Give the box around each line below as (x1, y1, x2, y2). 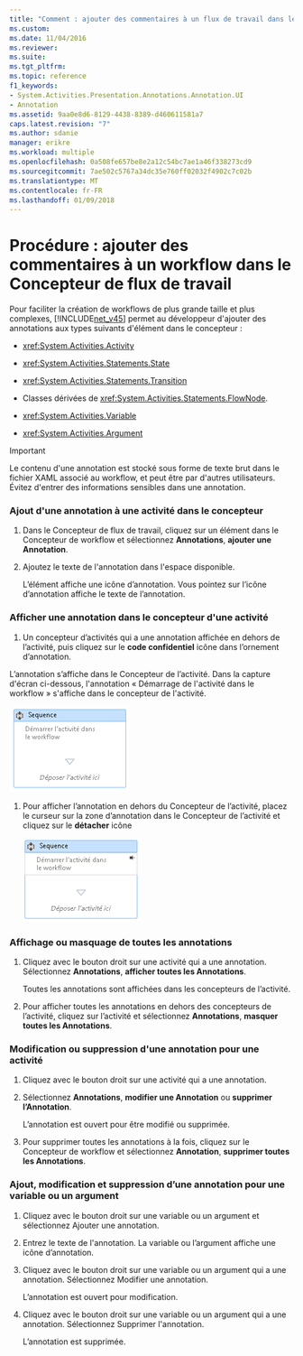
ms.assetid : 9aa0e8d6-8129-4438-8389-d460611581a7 (9, 109, 204, 119)
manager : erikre (9, 138, 70, 148)
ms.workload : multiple (9, 148, 95, 157)
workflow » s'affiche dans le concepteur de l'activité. (9, 687, 207, 699)
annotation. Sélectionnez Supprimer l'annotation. (22, 1318, 205, 1329)
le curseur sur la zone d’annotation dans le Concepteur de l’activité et (22, 810, 281, 821)
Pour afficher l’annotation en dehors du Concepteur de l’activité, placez (22, 800, 288, 812)
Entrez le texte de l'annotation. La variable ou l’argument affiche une (22, 1237, 277, 1248)
